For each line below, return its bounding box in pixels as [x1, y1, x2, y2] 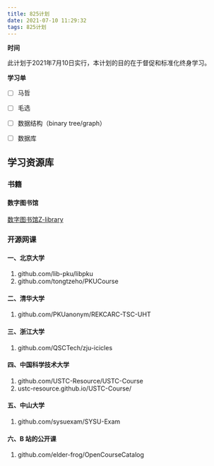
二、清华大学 [7, 294, 44, 302]
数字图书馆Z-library [7, 215, 64, 224]
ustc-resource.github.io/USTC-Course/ [17, 384, 132, 393]
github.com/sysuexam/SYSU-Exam [17, 417, 121, 426]
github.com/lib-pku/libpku [17, 270, 94, 278]
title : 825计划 [7, 10, 50, 18]
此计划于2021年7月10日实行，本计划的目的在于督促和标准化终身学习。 [7, 59, 211, 67]
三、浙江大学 [7, 328, 44, 336]
